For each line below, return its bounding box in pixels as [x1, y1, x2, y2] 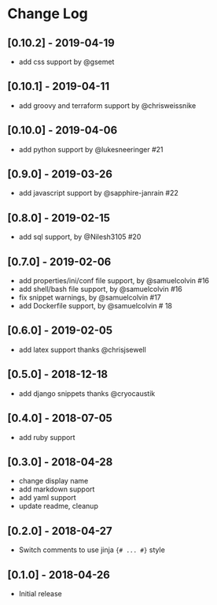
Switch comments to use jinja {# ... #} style [18, 545, 166, 555]
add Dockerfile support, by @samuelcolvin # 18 [18, 301, 173, 311]
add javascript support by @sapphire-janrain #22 [18, 189, 178, 198]
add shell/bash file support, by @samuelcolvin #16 [18, 285, 182, 294]
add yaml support [18, 493, 76, 502]
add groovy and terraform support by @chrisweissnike [18, 100, 197, 110]
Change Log [7, 5, 88, 23]
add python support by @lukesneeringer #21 [18, 144, 164, 154]
